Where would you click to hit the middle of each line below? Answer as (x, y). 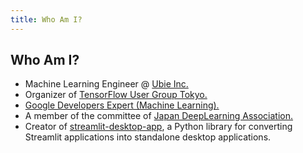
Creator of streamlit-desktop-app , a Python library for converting (158, 127)
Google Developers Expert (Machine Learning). (122, 105)
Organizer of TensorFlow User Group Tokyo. (116, 95)
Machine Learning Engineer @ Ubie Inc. (106, 84)
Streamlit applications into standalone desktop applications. (148, 137)
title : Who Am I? (46, 19)
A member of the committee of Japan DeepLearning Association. (159, 116)
